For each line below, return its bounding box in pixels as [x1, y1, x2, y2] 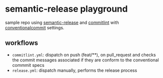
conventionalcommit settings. [5, 24, 64, 30]
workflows [5, 39, 38, 47]
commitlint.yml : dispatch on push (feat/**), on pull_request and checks [12, 52, 156, 58]
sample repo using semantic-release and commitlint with [5, 19, 119, 25]
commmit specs [12, 62, 45, 68]
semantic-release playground [5, 3, 128, 15]
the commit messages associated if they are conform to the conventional [12, 57, 159, 63]
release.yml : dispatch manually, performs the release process [12, 67, 138, 73]
